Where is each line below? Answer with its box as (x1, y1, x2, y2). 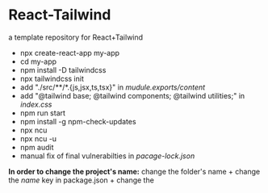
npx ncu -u (19, 133, 57, 143)
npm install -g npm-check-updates (19, 116, 136, 126)
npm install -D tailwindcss (19, 65, 107, 74)
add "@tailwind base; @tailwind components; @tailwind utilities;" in (19, 90, 245, 100)
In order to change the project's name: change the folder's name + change (8, 166, 261, 176)
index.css (19, 99, 52, 109)
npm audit (19, 142, 54, 152)
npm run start (19, 107, 66, 118)
